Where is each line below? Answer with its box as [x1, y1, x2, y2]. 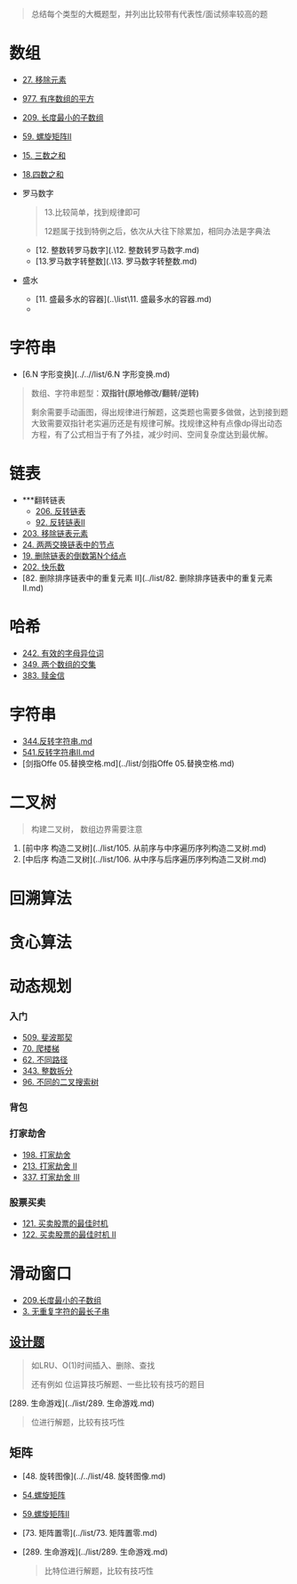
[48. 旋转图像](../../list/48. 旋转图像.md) [21, 1470, 166, 1482]
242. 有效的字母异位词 [21, 648, 104, 658]
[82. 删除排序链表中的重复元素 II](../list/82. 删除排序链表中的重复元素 [21, 572, 273, 583]
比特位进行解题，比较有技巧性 [44, 1565, 154, 1576]
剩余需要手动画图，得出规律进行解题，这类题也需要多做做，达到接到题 [30, 406, 289, 417]
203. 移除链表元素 [21, 527, 89, 538]
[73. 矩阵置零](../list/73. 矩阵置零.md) [21, 1527, 157, 1538]
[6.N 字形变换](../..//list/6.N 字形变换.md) [21, 369, 171, 380]
